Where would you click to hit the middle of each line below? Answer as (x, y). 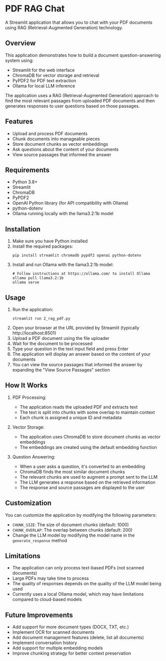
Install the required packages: (43, 246)
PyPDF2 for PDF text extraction (44, 80)
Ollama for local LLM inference (44, 86)
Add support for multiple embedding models (57, 648)
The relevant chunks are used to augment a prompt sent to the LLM (88, 477)
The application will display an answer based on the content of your (82, 354)
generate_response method (40, 540)
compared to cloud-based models (47, 600)
